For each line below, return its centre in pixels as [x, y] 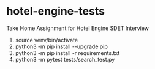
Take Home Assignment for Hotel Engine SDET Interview [77, 28]
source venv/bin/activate [47, 40]
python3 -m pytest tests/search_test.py [65, 59]
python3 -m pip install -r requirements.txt [67, 53]
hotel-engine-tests [56, 11]
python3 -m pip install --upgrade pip [62, 46]
